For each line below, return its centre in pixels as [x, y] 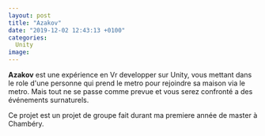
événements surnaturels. [49, 100]
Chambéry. [26, 124]
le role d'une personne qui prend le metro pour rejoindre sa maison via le [127, 83]
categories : [28, 38]
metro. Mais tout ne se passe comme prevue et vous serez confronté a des [131, 91]
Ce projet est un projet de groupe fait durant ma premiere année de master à [133, 115]
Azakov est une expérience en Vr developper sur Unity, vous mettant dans [130, 75]
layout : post [30, 15]
